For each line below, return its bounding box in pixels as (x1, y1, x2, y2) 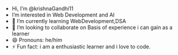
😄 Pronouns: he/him (11, 37, 62, 43)
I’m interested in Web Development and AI (11, 11, 115, 18)
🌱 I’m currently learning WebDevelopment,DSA (11, 18, 126, 24)
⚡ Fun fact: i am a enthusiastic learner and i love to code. (11, 43, 151, 50)
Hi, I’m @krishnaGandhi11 (11, 5, 74, 12)
